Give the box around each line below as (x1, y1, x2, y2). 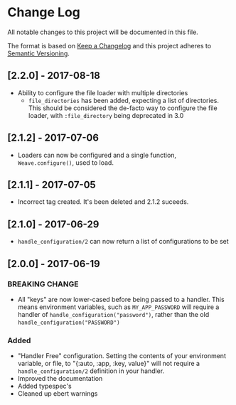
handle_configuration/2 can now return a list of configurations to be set (17, 237, 229, 246)
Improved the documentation (17, 374, 103, 383)
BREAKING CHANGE (7, 279, 79, 288)
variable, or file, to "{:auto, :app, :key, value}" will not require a (17, 360, 200, 368)
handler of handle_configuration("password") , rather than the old (17, 310, 210, 318)
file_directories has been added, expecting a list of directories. (28, 96, 219, 104)
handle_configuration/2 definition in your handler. (17, 367, 165, 375)
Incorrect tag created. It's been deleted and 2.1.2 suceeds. (17, 198, 189, 206)
